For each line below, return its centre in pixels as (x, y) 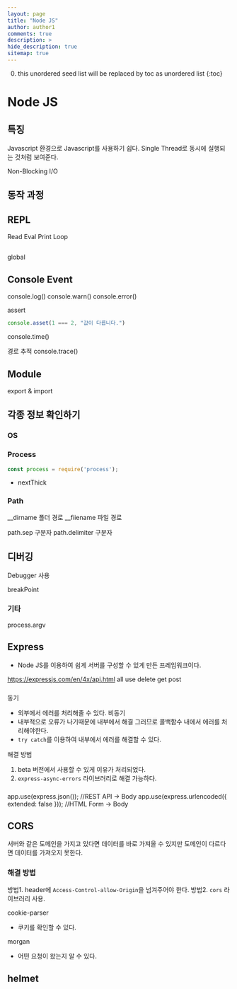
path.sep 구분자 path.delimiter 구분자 (60, 532)
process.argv (27, 625)
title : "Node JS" (33, 21)
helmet (23, 979)
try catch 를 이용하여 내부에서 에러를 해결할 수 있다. (89, 739)
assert (17, 310)
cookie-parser (28, 913)
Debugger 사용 (29, 575)
